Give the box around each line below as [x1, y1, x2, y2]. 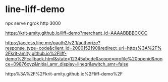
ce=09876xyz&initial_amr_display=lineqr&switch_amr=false [5, 61, 129, 67]
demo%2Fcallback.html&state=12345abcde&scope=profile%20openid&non [5, 55, 163, 61]
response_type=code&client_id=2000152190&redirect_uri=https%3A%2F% [5, 45, 162, 51]
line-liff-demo [5, 4, 65, 15]
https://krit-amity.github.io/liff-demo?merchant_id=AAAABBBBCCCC [5, 30, 148, 36]
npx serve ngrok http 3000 [5, 20, 61, 26]
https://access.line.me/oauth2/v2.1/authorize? [5, 39, 101, 46]
